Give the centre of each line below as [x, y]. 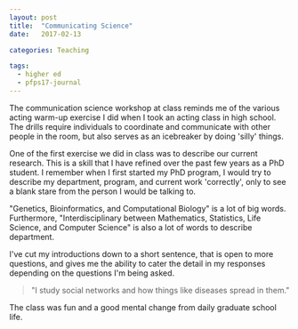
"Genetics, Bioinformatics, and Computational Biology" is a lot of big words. [148, 208]
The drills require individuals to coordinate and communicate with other [140, 126]
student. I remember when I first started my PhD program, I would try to [140, 172]
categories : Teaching [49, 50]
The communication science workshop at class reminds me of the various [145, 108]
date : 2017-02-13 [45, 34]
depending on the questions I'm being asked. [92, 273]
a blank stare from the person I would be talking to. [103, 191]
